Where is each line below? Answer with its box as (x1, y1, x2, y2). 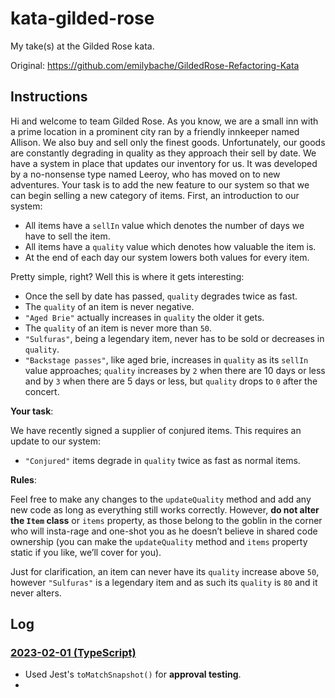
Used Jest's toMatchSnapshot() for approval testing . (24, 668, 242, 681)
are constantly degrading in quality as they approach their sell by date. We (10, 147, 317, 159)
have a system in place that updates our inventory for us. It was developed (10, 157, 318, 169)
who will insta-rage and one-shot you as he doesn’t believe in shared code (10, 525, 318, 537)
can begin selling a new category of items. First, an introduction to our (10, 189, 300, 201)
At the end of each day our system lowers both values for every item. (24, 251, 310, 263)
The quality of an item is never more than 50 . (24, 322, 213, 334)
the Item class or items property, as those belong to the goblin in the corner (10, 514, 323, 526)
